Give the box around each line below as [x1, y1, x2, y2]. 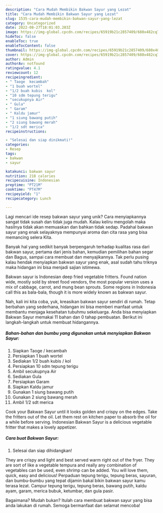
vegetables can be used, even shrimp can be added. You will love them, [5, 467, 149, 473]
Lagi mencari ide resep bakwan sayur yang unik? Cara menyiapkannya [5, 214, 147, 219]
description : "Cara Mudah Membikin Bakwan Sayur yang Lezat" [5, 7, 132, 12]
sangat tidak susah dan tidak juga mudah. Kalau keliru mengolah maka [5, 219, 146, 225]
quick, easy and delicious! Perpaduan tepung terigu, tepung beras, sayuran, [5, 472, 157, 478]
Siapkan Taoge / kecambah [12, 348, 67, 353]
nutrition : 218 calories [5, 173, 56, 179]
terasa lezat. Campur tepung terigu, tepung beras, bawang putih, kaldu [5, 482, 147, 488]
